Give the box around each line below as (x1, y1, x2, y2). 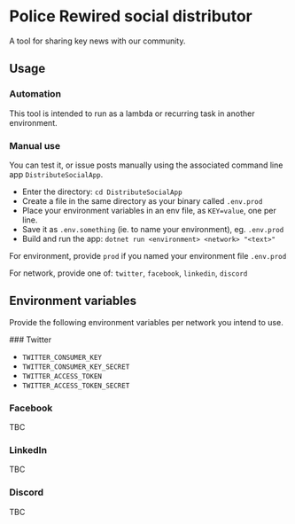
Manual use (9, 139, 61, 152)
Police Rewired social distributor (9, 6, 252, 27)
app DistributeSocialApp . (9, 168, 104, 179)
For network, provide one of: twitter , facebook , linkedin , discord (9, 268, 248, 278)
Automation (9, 88, 62, 100)
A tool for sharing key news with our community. (9, 35, 186, 46)
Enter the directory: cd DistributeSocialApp (21, 186, 183, 197)
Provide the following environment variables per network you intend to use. (9, 317, 283, 327)
